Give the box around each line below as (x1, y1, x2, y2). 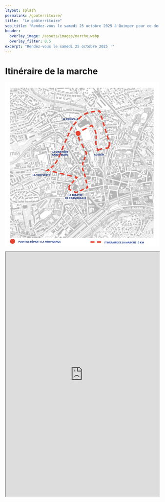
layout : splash (5, 8, 36, 13)
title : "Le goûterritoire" (5, 18, 62, 23)
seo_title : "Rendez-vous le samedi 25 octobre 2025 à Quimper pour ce (5, 23, 152, 28)
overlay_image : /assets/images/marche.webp (9, 34, 99, 39)
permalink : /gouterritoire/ (5, 13, 62, 18)
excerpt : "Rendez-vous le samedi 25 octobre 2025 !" (5, 44, 115, 49)
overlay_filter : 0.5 (9, 39, 51, 44)
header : (5, 28, 21, 34)
